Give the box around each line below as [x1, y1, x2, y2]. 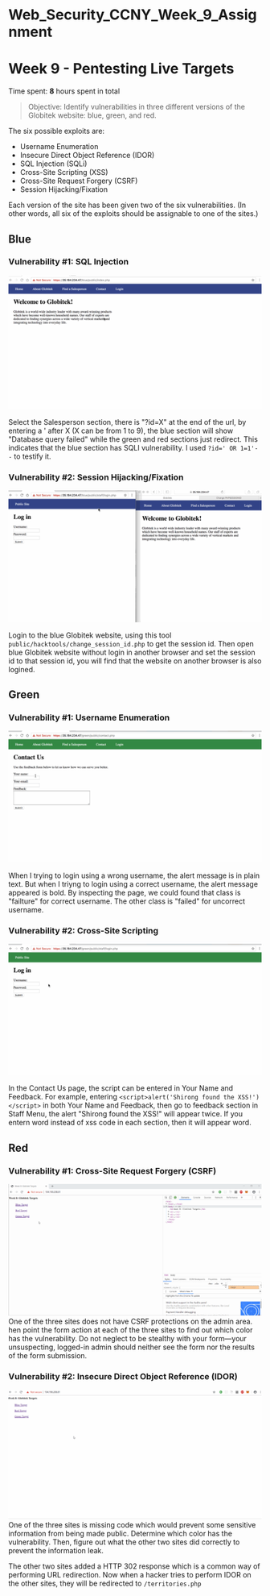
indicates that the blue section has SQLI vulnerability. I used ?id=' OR [8, 443, 237, 452]
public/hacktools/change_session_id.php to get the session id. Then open [8, 638, 255, 648]
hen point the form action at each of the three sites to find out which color [8, 1325, 253, 1335]
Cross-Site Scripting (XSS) [19, 168, 108, 177]
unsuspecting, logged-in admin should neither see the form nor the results [8, 1342, 256, 1352]
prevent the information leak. [8, 1545, 104, 1555]
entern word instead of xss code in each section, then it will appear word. [8, 1118, 252, 1128]
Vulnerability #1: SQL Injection [8, 256, 129, 268]
